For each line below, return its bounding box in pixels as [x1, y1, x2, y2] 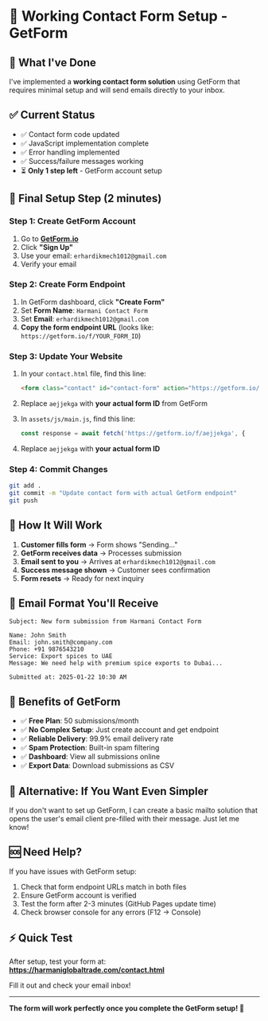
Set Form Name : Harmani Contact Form [20, 306, 148, 315]
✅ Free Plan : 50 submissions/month [20, 716, 139, 726]
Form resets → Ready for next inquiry [20, 573, 145, 583]
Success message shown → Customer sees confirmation [20, 565, 211, 575]
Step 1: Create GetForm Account [9, 216, 136, 227]
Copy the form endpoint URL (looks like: [20, 322, 154, 332]
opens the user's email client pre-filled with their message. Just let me [9, 814, 240, 824]
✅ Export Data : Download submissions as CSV [20, 761, 174, 770]
